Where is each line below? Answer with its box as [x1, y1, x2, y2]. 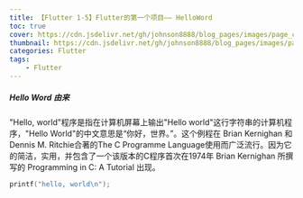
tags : [9, 55, 30, 64]
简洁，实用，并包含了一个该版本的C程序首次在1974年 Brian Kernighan [16, 150, 276, 161]
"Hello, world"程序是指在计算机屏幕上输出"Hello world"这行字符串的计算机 [9, 116, 285, 127]
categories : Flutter [9, 47, 87, 56]
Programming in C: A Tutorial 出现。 [26, 161, 161, 172]
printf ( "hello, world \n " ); [9, 179, 111, 189]
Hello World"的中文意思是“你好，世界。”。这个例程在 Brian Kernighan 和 [28, 128, 293, 139]
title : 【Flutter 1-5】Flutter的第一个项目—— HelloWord [9, 13, 214, 22]
